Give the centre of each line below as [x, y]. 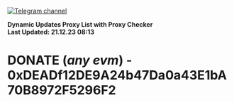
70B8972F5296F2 [62, 90]
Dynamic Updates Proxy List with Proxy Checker [80, 24]
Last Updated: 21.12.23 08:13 [51, 32]
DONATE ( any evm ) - [70, 60]
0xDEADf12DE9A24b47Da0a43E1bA [117, 76]
